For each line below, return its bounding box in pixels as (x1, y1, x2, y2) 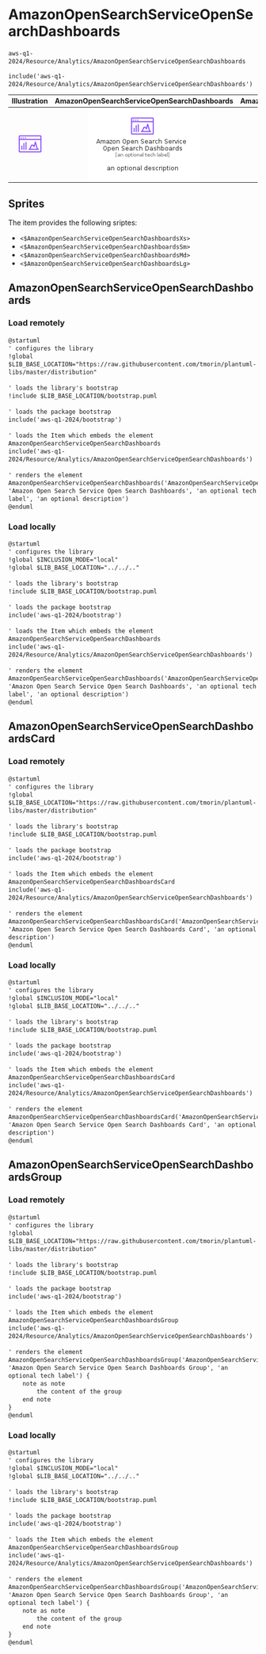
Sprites (8, 196, 45, 211)
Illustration (11, 97, 49, 106)
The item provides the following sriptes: (8, 218, 138, 227)
